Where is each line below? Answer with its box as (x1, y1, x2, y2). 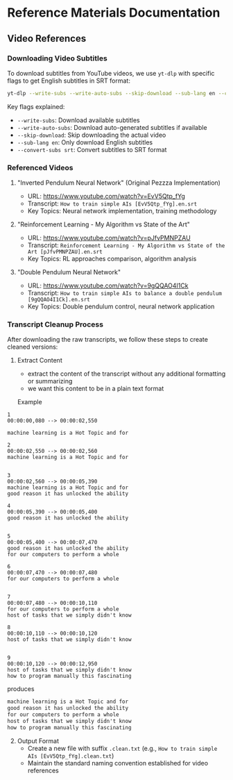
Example (17, 398, 43, 406)
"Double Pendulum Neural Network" (17, 268, 121, 276)
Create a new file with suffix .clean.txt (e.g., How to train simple (27, 744, 218, 752)
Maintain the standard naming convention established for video (27, 758, 209, 767)
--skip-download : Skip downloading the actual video (17, 131, 166, 139)
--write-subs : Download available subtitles (17, 116, 140, 124)
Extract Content (17, 356, 62, 365)
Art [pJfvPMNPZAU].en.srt (27, 249, 103, 256)
